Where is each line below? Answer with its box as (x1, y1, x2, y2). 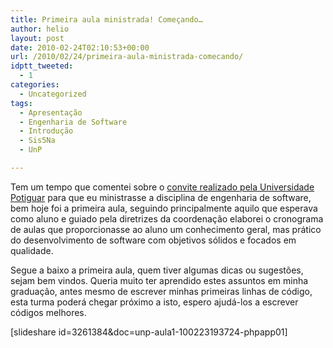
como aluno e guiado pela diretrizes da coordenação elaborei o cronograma (10, 212, 324, 225)
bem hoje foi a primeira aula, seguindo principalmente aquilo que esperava (10, 202, 318, 214)
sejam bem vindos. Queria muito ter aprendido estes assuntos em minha (10, 274, 309, 286)
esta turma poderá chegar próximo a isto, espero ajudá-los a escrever (10, 296, 299, 308)
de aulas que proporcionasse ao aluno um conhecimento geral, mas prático (10, 223, 322, 235)
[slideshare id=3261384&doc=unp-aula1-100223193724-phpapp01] (10, 326, 288, 338)
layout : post (10, 33, 65, 43)
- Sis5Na (19, 136, 56, 146)
